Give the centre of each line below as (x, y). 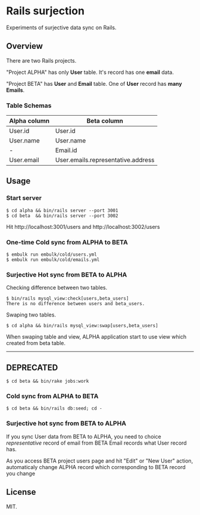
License (21, 492)
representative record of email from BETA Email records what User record (96, 443)
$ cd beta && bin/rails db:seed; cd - (54, 409)
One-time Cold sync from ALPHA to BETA (67, 242)
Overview (25, 46)
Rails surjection (46, 11)
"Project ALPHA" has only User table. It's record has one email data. (90, 72)
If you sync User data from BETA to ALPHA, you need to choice (84, 436)
